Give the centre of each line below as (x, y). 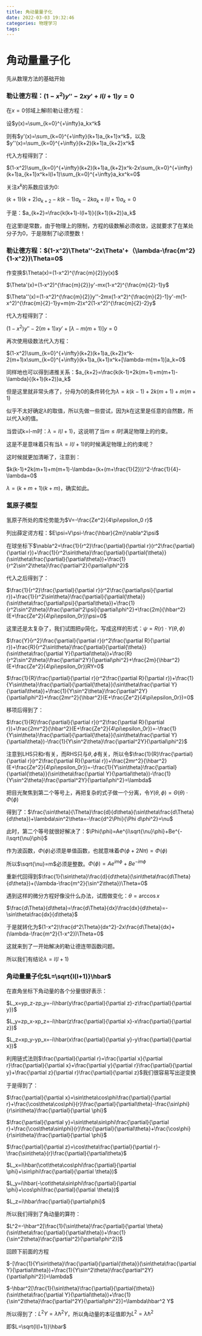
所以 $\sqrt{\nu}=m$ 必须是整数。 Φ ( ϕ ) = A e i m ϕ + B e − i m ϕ (76, 863)
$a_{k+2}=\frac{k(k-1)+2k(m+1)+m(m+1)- (127, 372)
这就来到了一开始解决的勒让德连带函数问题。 (62, 946)
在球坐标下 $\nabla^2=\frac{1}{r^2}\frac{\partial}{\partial (76, 545)
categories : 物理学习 (32, 23)
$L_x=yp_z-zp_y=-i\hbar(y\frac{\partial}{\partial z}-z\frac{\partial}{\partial (99, 1003)
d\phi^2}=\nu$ (155, 818)
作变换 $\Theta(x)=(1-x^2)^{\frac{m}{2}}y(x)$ (62, 272)
